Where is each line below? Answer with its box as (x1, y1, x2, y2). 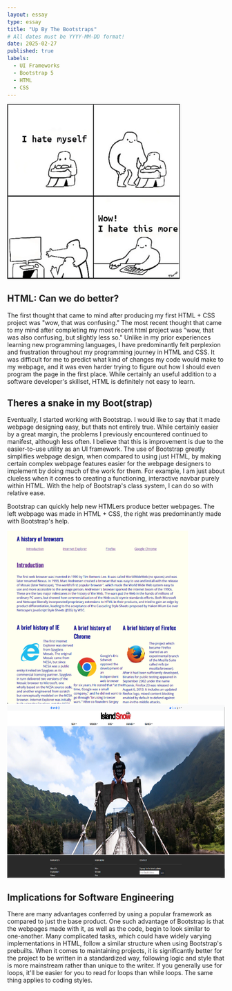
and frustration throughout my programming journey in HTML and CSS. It (7, 348, 215, 356)
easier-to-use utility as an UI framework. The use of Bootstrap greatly (7, 445, 205, 453)
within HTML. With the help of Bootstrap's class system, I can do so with (7, 481, 214, 490)
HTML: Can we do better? (7, 293, 119, 304)
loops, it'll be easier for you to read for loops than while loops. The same (7, 969, 213, 977)
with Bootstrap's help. (7, 517, 70, 526)
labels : (7, 55, 30, 62)
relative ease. (7, 489, 46, 497)
